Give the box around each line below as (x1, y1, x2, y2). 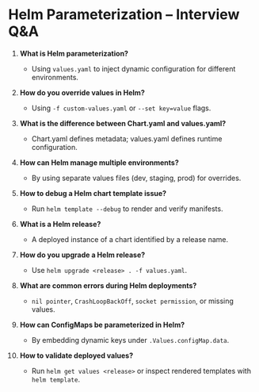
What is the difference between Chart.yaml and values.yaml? (19, 118, 227, 128)
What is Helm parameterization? (19, 48, 129, 58)
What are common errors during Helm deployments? (19, 280, 197, 290)
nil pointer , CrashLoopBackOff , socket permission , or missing (31, 296, 234, 306)
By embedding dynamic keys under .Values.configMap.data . (31, 335, 230, 344)
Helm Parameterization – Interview (8, 6, 240, 24)
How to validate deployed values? (19, 351, 134, 360)
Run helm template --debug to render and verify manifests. (31, 204, 223, 213)
